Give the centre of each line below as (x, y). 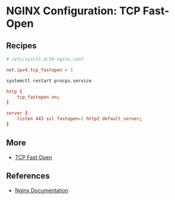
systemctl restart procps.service (49, 81)
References (28, 176)
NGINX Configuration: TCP (74, 11)
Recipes (21, 46)
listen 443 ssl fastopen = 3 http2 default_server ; (80, 119)
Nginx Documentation (41, 190)
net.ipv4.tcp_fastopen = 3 (40, 70)
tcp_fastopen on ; (38, 97)
